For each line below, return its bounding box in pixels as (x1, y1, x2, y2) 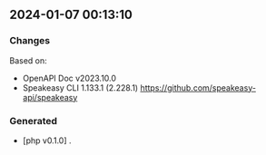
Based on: (9, 54, 47, 66)
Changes (9, 34, 51, 47)
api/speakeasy (22, 92, 78, 102)
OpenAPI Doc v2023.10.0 (22, 73, 116, 83)
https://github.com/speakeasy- (140, 82, 257, 93)
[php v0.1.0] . (22, 135, 72, 146)
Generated (9, 114, 57, 127)
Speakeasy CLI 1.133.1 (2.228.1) (22, 82, 139, 93)
